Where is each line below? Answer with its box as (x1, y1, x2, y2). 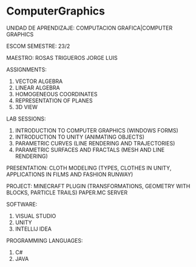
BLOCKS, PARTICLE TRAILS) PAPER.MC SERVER (6, 189, 128, 196)
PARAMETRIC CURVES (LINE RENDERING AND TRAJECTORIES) (15, 139, 175, 147)
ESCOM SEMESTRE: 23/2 (6, 42, 70, 50)
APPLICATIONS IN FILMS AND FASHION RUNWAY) (6, 171, 133, 178)
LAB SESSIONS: (6, 115, 47, 122)
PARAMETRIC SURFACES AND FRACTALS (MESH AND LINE (15, 146, 165, 153)
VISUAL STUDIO (15, 212, 56, 219)
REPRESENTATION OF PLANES (15, 97, 93, 104)
